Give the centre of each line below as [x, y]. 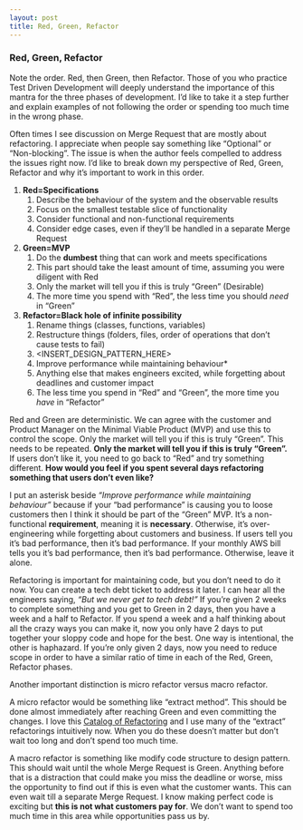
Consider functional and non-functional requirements [135, 219]
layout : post [34, 18]
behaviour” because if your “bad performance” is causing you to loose [141, 504]
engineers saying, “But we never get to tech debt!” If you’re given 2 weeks [148, 599]
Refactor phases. [41, 667]
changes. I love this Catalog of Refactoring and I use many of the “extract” [148, 721]
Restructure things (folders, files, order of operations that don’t [153, 334]
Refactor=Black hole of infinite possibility [102, 315]
